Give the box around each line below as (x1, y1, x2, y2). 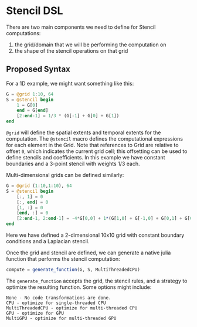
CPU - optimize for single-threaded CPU (6, 300, 107, 306)
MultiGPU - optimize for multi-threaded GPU (6, 315, 117, 321)
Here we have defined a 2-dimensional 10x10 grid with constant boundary (6, 231, 185, 239)
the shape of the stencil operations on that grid (14, 47, 128, 54)
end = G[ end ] (16, 107, 49, 114)
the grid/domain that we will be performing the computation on (14, 41, 167, 48)
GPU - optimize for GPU (6, 310, 64, 316)
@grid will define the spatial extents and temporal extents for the (6, 129, 161, 136)
